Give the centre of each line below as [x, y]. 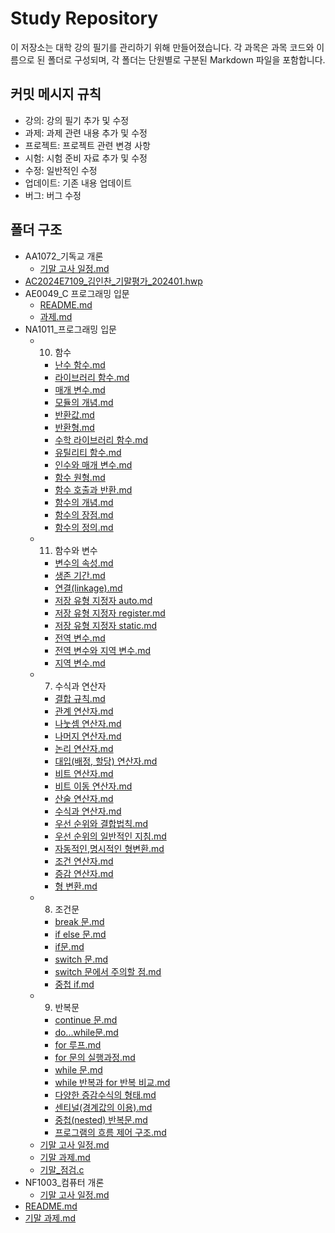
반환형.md [74, 427]
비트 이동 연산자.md [93, 786]
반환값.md [74, 414]
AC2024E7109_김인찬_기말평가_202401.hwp [113, 281]
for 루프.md [78, 1044]
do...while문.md [86, 1032]
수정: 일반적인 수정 [61, 170]
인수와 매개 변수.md [93, 464]
